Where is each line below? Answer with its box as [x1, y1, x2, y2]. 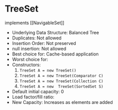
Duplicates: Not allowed [12, 35, 62, 41]
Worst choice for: [12, 56, 48, 62]
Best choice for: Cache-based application [12, 51, 99, 57]
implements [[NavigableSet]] [5, 20, 65, 26]
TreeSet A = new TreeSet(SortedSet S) [19, 84, 104, 89]
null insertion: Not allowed [12, 45, 67, 51]
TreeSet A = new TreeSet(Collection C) [19, 79, 104, 84]
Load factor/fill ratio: [12, 94, 54, 100]
